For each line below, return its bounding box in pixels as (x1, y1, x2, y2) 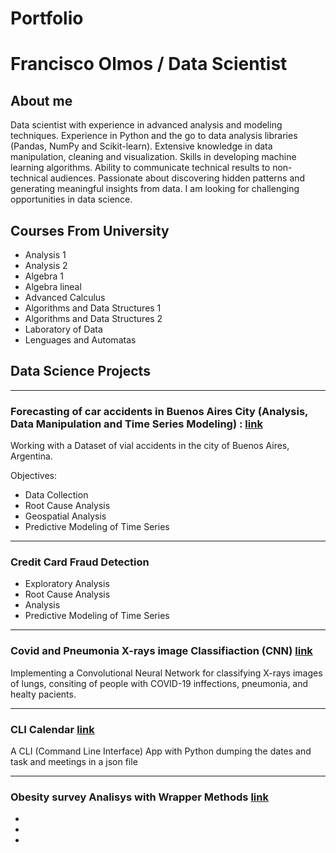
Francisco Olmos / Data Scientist (10, 53, 288, 76)
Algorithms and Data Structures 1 (24, 302, 162, 314)
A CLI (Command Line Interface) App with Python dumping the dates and (10, 745, 312, 757)
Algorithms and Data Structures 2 (24, 313, 163, 324)
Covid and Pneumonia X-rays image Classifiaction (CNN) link (10, 644, 313, 658)
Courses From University (10, 222, 170, 239)
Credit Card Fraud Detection (10, 555, 150, 569)
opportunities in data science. (10, 193, 133, 206)
